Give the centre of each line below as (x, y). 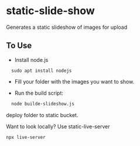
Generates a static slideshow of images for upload (67, 27)
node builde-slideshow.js (43, 104)
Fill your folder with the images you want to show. (74, 81)
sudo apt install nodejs (42, 71)
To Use (19, 46)
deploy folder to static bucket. (42, 115)
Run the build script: (39, 93)
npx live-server (26, 137)
